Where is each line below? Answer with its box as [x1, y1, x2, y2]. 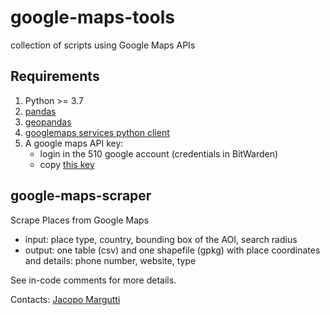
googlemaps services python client [24, 126, 170, 138]
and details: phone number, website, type [24, 254, 197, 266]
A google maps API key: [24, 137, 124, 149]
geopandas [24, 116, 72, 128]
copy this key [39, 158, 95, 170]
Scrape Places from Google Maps [10, 214, 150, 226]
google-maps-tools [10, 6, 175, 29]
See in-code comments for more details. [10, 274, 177, 286]
